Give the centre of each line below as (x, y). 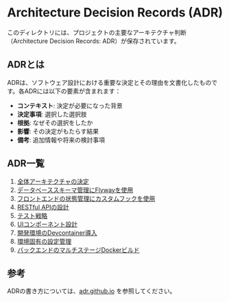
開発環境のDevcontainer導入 (57, 232)
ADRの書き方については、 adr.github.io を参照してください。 (92, 291)
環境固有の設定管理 (44, 241)
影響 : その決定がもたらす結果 (58, 131)
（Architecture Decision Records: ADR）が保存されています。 (94, 41)
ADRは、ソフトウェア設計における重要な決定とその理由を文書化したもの (109, 82)
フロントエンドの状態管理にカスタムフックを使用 (86, 198)
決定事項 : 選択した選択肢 (52, 114)
